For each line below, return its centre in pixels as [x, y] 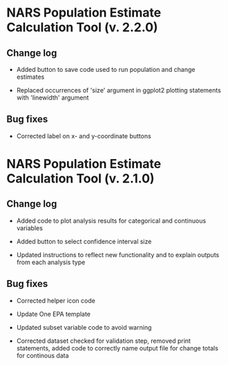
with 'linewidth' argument [53, 97]
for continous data [43, 355]
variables [29, 228]
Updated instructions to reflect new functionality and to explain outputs [118, 254]
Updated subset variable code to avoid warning [84, 327]
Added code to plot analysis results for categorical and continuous [111, 221]
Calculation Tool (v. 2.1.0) [80, 178]
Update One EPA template [54, 314]
